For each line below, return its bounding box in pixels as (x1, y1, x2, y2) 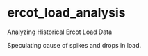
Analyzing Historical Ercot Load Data (7, 28, 113, 36)
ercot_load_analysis (7, 5, 126, 21)
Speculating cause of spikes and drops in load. (7, 41, 142, 49)
